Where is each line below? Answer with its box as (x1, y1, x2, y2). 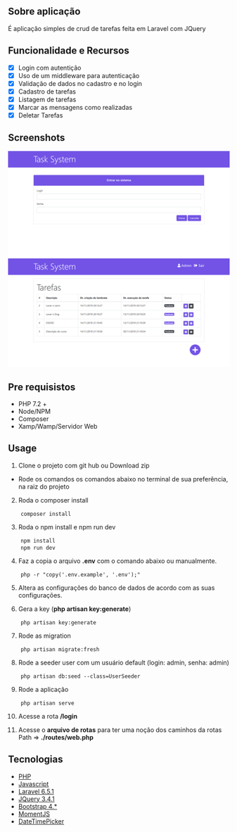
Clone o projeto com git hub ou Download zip (18, 461, 150, 469)
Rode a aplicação (18, 685, 69, 693)
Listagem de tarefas (18, 95, 77, 103)
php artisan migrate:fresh (20, 645, 100, 653)
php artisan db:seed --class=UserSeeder (20, 672, 141, 680)
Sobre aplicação (8, 6, 81, 18)
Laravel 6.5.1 (18, 787, 55, 795)
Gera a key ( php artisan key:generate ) (18, 605, 132, 613)
